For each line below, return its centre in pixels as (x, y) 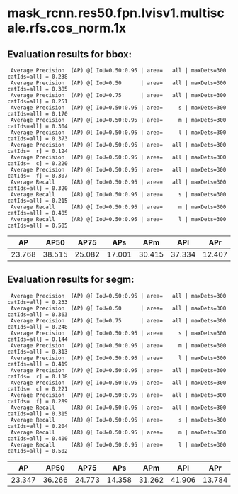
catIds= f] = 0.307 (38, 176)
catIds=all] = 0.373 (38, 139)
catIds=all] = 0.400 (38, 438)
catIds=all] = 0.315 (38, 414)
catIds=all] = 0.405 (38, 213)
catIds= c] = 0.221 (38, 389)
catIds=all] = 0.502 (38, 451)
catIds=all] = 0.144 (38, 339)
